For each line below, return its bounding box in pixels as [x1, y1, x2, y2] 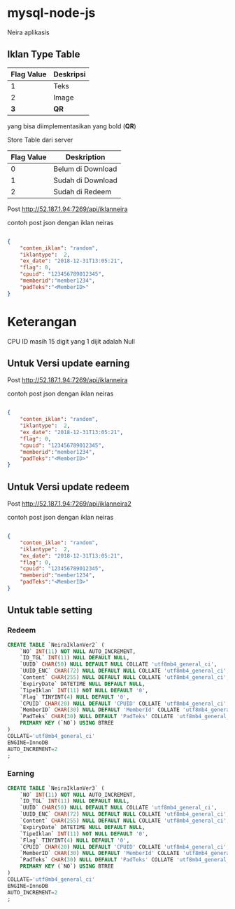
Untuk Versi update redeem [7, 480, 129, 492]
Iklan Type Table [7, 48, 80, 60]
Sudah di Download [53, 175, 117, 185]
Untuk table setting [7, 605, 93, 617]
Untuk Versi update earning [7, 357, 130, 369]
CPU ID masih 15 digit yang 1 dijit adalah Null [7, 337, 135, 345]
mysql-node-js [7, 5, 96, 21]
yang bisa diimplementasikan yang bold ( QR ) [7, 121, 136, 130]
